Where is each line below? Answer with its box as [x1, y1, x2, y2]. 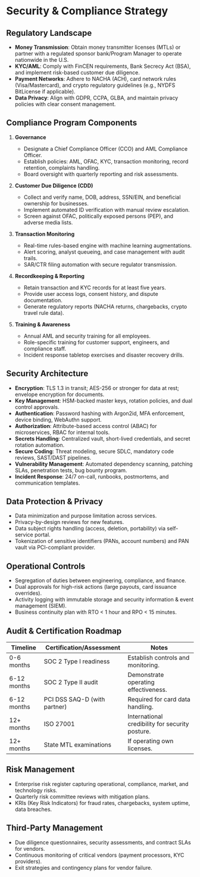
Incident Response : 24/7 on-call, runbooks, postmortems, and [14, 473, 169, 480]
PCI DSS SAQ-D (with [43, 695, 105, 704]
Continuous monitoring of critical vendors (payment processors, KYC [14, 851, 185, 859]
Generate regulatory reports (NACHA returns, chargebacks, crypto [23, 302, 187, 310]
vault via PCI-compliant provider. [14, 544, 96, 551]
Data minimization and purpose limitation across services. [14, 512, 157, 519]
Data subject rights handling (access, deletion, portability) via [14, 525, 165, 532]
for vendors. [14, 845, 45, 852]
